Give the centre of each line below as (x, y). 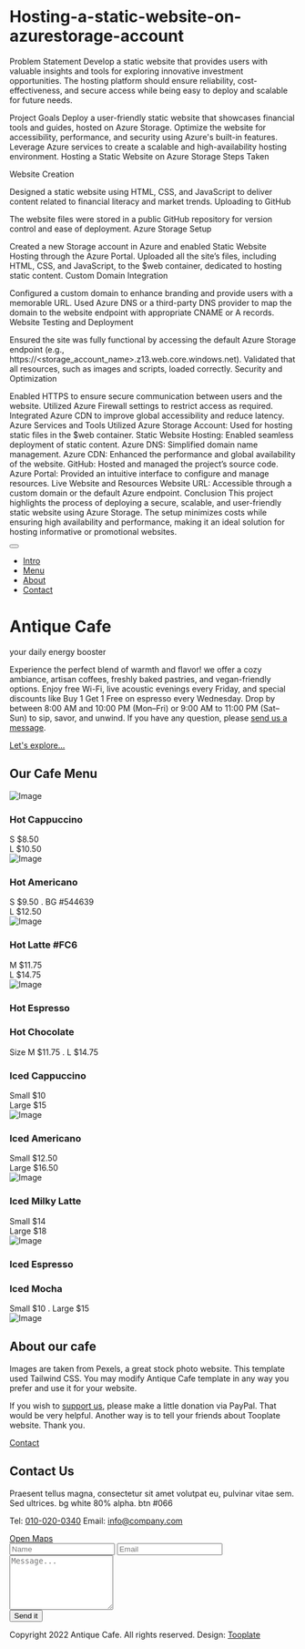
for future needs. (41, 100)
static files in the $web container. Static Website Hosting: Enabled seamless (152, 435)
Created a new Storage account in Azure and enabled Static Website (138, 246)
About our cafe (53, 1347)
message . (28, 727)
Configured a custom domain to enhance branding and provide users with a (151, 292)
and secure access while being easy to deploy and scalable (176, 90)
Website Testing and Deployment (71, 322)
